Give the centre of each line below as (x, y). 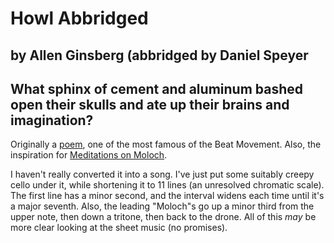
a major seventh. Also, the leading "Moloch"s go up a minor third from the (162, 206)
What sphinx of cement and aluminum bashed (156, 88)
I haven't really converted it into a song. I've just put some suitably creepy (162, 174)
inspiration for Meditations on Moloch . (89, 155)
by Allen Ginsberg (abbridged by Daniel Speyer (159, 55)
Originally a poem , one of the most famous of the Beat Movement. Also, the (166, 144)
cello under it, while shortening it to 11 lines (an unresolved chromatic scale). (167, 185)
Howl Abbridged (79, 18)
